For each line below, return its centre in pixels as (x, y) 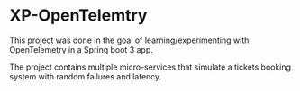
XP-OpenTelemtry (78, 16)
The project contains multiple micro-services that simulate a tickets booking (150, 67)
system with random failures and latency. (86, 76)
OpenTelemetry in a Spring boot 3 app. (81, 49)
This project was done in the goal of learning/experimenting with (129, 40)
